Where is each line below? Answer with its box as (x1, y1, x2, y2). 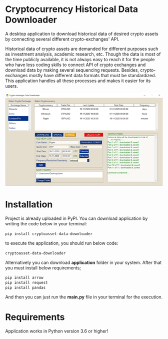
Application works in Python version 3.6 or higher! (5, 328, 108, 334)
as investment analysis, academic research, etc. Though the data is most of (5, 51, 161, 57)
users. (5, 83, 18, 89)
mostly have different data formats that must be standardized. (28, 72, 156, 78)
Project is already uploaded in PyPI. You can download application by (5, 215, 148, 221)
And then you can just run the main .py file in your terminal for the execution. (5, 294, 163, 300)
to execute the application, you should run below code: (5, 240, 118, 246)
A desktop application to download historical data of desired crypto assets (5, 31, 158, 37)
